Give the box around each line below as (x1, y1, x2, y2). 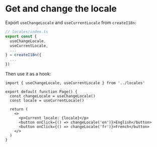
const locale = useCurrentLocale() (10, 98, 85, 103)
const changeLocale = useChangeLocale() (10, 93, 96, 98)
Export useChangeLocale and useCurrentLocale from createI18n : (5, 19, 136, 25)
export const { (5, 33, 37, 39)
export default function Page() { (5, 89, 78, 94)
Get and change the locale (5, 3, 117, 14)
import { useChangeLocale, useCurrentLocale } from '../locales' (5, 80, 145, 85)
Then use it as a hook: (5, 70, 51, 76)
